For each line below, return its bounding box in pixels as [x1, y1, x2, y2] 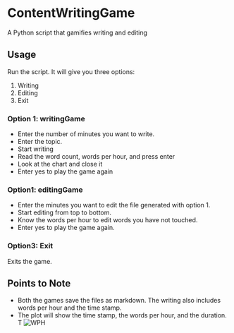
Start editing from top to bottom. [17, 208, 111, 217]
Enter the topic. [17, 138, 63, 146]
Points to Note [7, 277, 71, 290]
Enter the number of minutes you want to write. [17, 130, 155, 138]
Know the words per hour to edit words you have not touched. [17, 216, 198, 224]
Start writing [17, 145, 54, 153]
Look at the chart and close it [17, 160, 103, 169]
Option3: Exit [7, 241, 54, 251]
